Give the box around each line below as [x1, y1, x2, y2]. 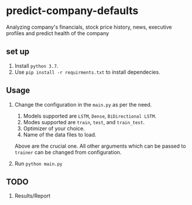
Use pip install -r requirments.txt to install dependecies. [14, 69, 160, 76]
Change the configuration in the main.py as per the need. [14, 101, 152, 108]
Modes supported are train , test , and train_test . [23, 118, 145, 125]
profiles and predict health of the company [6, 29, 109, 36]
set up [6, 47, 30, 57]
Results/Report [14, 192, 51, 200]
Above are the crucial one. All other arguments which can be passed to [14, 142, 186, 149]
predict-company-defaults [6, 4, 139, 18]
